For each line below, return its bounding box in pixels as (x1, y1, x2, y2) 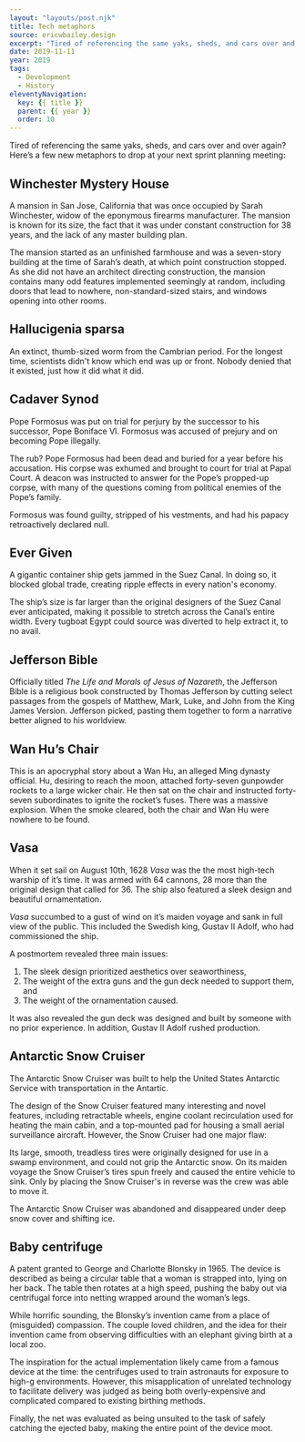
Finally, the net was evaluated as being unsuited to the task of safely (9, 1413, 266, 1424)
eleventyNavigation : (9, 89, 88, 98)
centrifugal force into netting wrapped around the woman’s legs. (9, 1293, 250, 1304)
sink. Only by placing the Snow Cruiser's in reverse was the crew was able (9, 1176, 289, 1187)
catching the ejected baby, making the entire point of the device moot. (9, 1423, 273, 1434)
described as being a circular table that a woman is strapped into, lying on (9, 1273, 288, 1284)
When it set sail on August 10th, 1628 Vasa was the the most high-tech (9, 864, 275, 875)
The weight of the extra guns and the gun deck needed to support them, (22, 976, 294, 987)
